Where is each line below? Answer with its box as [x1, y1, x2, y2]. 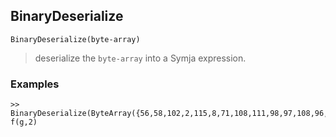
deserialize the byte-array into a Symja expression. [34, 52, 247, 64]
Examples [10, 77, 60, 91]
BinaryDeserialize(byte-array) [10, 34, 141, 44]
